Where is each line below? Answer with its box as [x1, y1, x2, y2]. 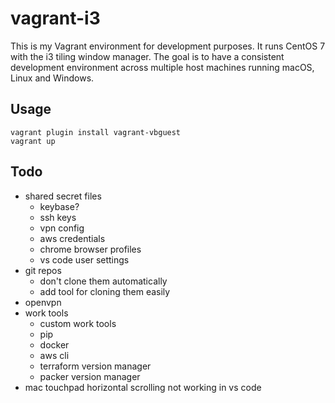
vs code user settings [39, 253, 130, 266]
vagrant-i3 [10, 7, 101, 30]
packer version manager [39, 370, 141, 382]
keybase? [39, 200, 80, 212]
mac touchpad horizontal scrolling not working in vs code [24, 381, 262, 393]
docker [39, 338, 70, 351]
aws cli [39, 349, 70, 361]
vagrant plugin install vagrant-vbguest [10, 127, 182, 137]
